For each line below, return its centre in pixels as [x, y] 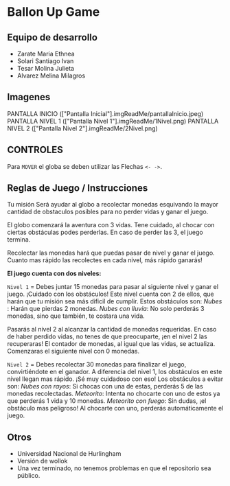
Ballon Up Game [54, 12]
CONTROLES [35, 150]
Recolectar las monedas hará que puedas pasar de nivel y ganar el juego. [111, 253]
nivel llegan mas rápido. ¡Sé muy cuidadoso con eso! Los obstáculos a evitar [115, 379]
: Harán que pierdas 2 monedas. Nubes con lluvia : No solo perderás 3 [106, 309]
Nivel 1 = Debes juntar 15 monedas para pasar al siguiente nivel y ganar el [113, 287]
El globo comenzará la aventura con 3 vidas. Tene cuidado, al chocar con [111, 225]
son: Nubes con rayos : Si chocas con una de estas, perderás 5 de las [105, 386]
